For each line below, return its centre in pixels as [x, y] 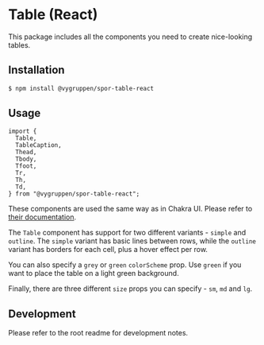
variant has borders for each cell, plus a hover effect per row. [108, 250]
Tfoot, [26, 166]
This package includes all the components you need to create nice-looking [130, 37]
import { [23, 132]
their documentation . [42, 217]
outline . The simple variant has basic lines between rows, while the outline [132, 241]
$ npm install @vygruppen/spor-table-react [81, 88]
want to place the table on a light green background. [94, 273]
